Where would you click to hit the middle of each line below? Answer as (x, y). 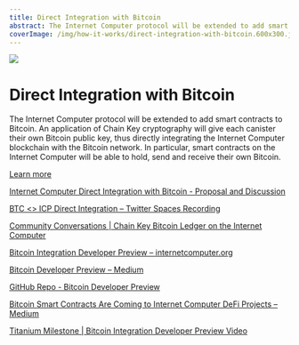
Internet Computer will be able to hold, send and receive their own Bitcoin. (145, 157)
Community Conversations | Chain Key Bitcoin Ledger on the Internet (136, 226)
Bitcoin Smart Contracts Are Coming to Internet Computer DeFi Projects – (144, 304)
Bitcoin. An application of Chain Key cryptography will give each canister (142, 129)
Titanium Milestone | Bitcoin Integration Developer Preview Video (128, 331)
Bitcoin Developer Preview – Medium (77, 270)
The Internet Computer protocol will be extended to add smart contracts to (146, 119)
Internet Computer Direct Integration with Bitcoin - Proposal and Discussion (148, 191)
